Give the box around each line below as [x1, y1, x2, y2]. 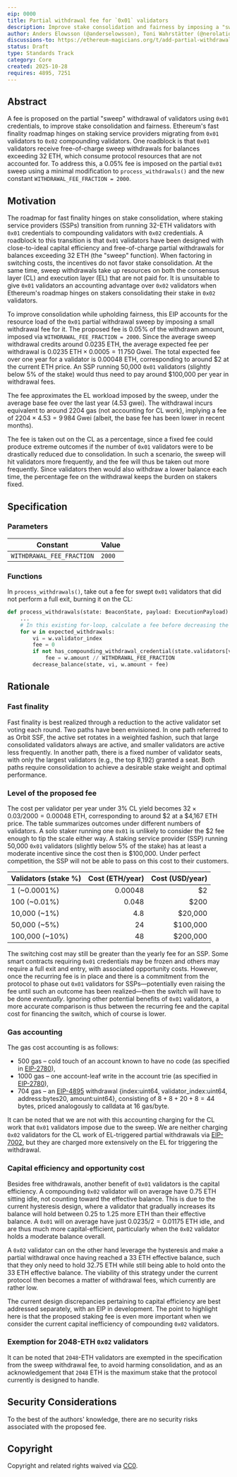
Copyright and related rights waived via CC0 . [7, 1461, 138, 1470]
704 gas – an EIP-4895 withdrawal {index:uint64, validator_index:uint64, [17, 1087, 228, 1095]
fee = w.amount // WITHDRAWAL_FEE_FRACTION [44, 654, 175, 661]
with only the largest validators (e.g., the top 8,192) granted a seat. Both [7, 755, 215, 764]
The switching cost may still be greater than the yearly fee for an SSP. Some [7, 949, 229, 958]
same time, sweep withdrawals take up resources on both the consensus [7, 266, 220, 275]
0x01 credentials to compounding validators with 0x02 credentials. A [7, 229, 204, 237]
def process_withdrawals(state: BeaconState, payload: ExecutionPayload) [7, 608, 229, 616]
